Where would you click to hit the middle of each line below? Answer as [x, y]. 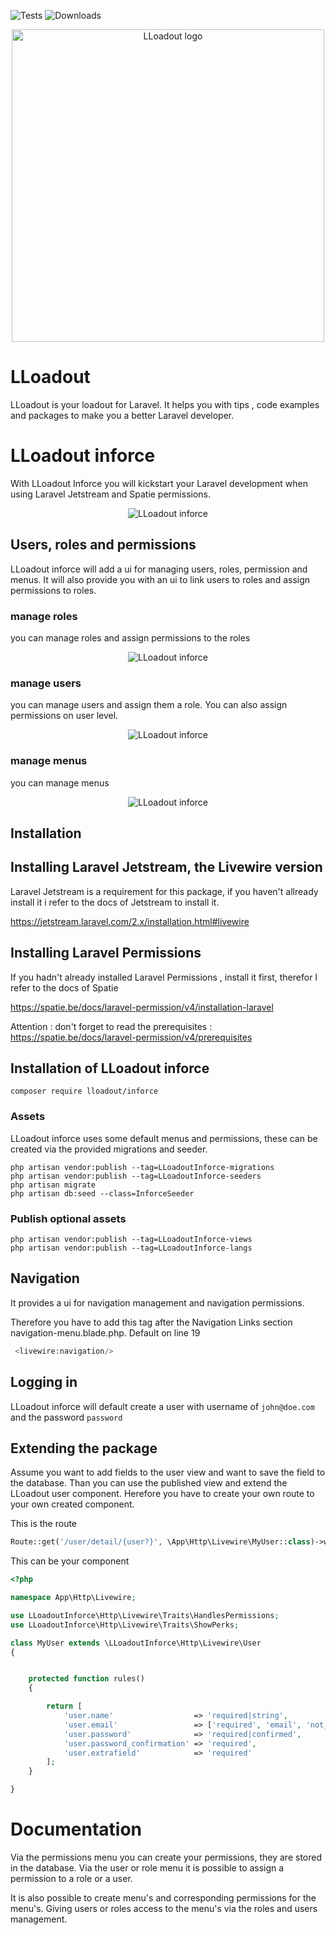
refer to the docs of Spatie [64, 987]
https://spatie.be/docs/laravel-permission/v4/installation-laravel [142, 1007]
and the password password [66, 1417]
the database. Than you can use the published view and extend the [149, 1483]
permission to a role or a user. [71, 1878]
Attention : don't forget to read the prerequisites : [111, 1026]
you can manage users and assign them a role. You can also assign [149, 705]
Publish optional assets [68, 1218]
